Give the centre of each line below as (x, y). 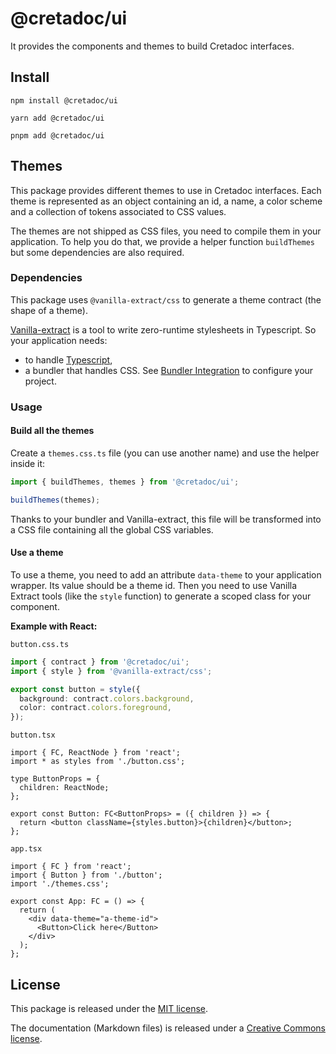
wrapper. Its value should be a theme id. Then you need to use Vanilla (154, 585)
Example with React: (54, 626)
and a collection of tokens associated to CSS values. (118, 211)
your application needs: (59, 340)
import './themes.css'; (60, 884)
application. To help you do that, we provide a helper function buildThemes (162, 241)
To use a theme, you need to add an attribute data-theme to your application (166, 574)
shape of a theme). (49, 310)
